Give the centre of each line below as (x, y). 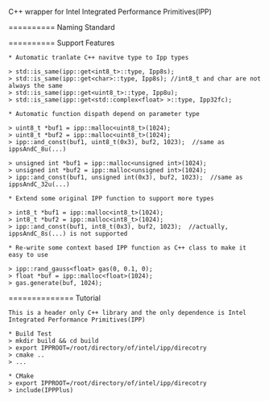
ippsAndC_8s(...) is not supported (68, 234)
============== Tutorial (54, 298)
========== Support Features (62, 43)
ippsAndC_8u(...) (37, 149)
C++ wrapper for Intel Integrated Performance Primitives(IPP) (110, 12)
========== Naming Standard (62, 27)
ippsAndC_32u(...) (39, 184)
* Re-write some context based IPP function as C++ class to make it (128, 248)
